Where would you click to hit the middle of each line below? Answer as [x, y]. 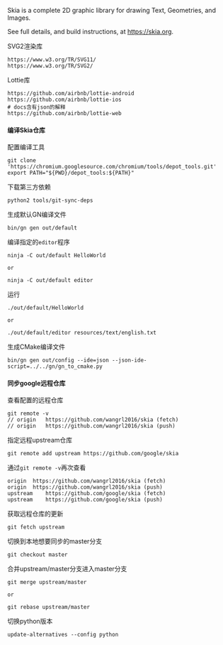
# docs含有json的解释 [36, 107]
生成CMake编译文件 [36, 347]
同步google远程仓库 [36, 383]
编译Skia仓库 [27, 130]
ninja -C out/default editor [50, 281]
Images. [19, 18]
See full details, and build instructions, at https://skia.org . [91, 32]
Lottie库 [19, 80]
